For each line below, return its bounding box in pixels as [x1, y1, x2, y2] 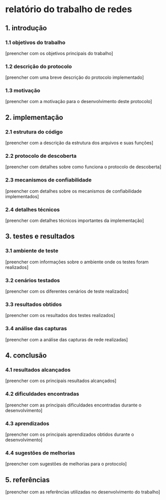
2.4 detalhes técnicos [5, 206, 60, 213]
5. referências [5, 475, 50, 484]
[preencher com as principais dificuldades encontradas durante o [5, 402, 142, 408]
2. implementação [5, 113, 64, 122]
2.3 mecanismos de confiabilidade [5, 176, 92, 184]
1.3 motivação [5, 87, 40, 94]
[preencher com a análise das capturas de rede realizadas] [5, 336, 128, 342]
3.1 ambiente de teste [5, 247, 59, 254]
